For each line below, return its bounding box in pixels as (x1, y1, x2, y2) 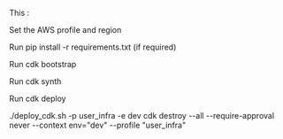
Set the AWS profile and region (9, 25, 122, 35)
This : (9, 8, 30, 18)
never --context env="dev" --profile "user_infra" (9, 120, 187, 130)
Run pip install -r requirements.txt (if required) (9, 42, 177, 52)
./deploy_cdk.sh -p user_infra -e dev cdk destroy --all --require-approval (9, 111, 275, 120)
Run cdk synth (9, 76, 62, 87)
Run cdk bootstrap (9, 59, 77, 69)
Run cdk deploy (9, 93, 66, 104)
